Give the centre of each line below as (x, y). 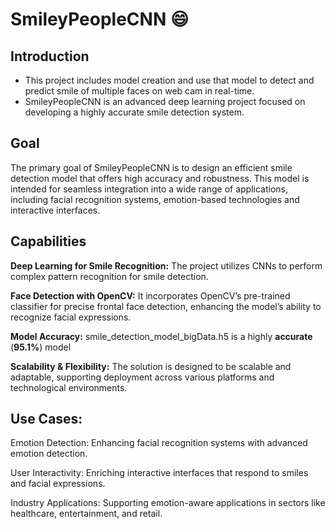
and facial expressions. (58, 484)
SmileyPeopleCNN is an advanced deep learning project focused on (165, 101)
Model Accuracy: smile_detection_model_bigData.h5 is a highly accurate (161, 336)
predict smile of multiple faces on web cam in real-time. (139, 91)
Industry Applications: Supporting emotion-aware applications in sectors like (168, 503)
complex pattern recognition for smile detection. (109, 276)
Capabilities (48, 241)
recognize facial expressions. (71, 317)
